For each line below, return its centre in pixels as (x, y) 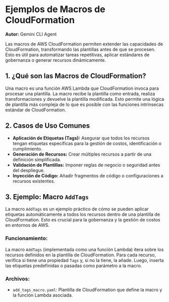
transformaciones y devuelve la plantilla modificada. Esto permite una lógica (85, 99)
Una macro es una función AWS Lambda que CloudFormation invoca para (82, 88)
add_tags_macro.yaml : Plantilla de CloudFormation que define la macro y (87, 289)
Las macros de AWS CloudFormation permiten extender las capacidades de (84, 44)
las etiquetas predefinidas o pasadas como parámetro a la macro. (74, 266)
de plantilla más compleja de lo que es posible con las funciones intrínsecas (85, 104)
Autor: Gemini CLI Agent (31, 34)
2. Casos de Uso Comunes (48, 126)
